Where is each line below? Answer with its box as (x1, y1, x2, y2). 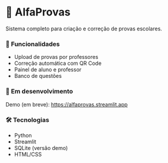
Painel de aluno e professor (14, 66, 82, 73)
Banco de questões (14, 73, 62, 80)
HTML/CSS (14, 151, 42, 158)
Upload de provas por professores (14, 54, 99, 61)
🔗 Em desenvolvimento (5, 87, 74, 96)
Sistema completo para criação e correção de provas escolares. (5, 25, 163, 32)
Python (14, 131, 32, 139)
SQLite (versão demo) (14, 144, 68, 151)
